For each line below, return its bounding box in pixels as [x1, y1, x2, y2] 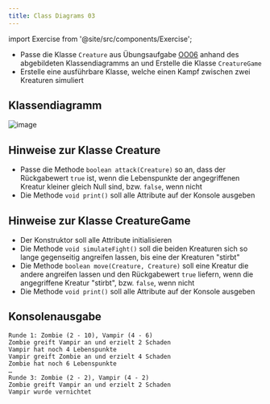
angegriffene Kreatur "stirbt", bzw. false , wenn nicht [19, 278, 195, 288]
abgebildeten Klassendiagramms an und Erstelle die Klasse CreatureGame [19, 58, 262, 68]
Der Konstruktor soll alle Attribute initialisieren [19, 235, 172, 245]
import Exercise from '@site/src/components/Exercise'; [8, 34, 193, 44]
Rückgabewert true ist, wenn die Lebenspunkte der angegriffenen [19, 173, 240, 183]
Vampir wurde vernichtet [8, 388, 92, 396]
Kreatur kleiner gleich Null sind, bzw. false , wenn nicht [19, 182, 203, 192]
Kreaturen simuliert [19, 75, 85, 85]
